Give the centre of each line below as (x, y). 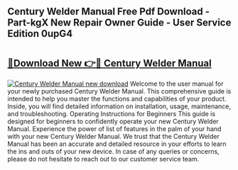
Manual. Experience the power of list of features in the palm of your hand (114, 129)
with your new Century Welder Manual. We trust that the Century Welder (114, 136)
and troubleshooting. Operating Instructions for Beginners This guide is (111, 114)
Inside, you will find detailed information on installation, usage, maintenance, (119, 106)
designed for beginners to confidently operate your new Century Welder (113, 121)
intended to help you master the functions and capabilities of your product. (117, 99)
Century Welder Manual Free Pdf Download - (108, 12)
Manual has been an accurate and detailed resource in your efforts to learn (117, 144)
